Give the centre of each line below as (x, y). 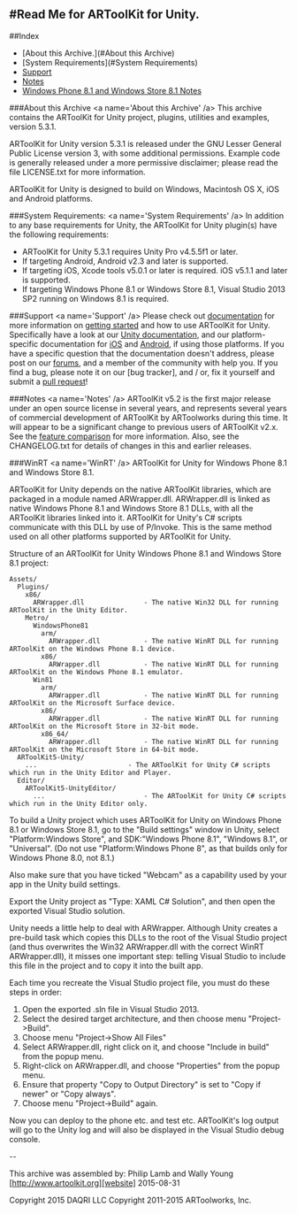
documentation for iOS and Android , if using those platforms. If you (162, 343)
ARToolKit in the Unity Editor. (69, 610)
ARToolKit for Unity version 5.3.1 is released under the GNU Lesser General (145, 143)
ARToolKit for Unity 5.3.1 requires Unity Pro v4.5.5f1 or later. (130, 251)
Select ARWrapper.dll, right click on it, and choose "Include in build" (145, 1047)
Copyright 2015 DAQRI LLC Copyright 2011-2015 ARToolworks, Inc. (130, 1200)
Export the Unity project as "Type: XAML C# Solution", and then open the (142, 901)
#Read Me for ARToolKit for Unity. (104, 15)
